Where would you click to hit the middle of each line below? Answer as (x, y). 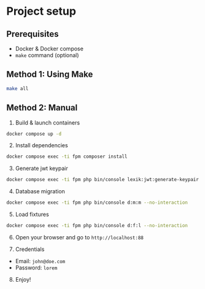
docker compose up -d (34, 134)
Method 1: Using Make (50, 75)
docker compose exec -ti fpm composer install (67, 157)
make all (17, 88)
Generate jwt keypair (42, 168)
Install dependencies (42, 145)
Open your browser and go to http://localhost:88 (79, 237)
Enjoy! (23, 279)
